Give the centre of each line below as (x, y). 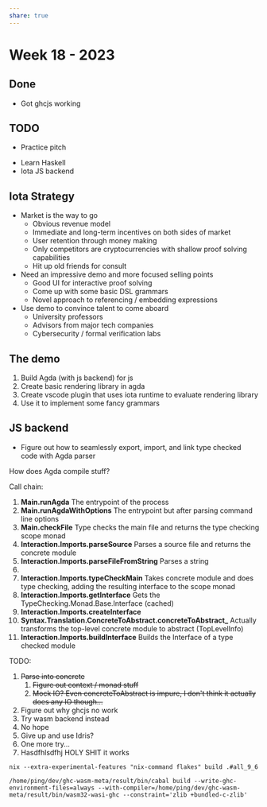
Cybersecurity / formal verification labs (97, 334)
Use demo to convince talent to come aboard (95, 308)
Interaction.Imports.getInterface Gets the (90, 595)
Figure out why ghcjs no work (69, 710)
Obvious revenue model (71, 224)
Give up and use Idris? (57, 735)
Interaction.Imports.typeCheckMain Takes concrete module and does (137, 578)
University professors (68, 317)
